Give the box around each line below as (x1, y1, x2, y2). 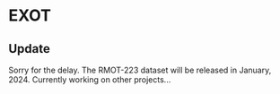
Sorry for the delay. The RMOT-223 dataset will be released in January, (8, 64, 272, 75)
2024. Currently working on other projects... (8, 74, 171, 85)
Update (8, 41, 51, 56)
